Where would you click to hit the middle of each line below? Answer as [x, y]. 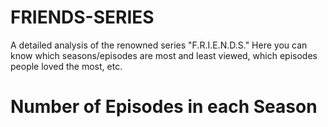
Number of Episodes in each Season [164, 107]
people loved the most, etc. [66, 66]
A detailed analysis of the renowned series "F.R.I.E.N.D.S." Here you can [159, 45]
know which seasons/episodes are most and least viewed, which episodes [164, 55]
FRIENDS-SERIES [82, 17]
